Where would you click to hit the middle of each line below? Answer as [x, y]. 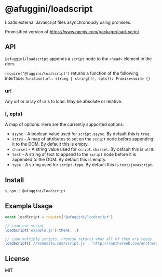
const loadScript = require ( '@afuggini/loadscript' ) [59, 217]
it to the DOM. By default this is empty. [50, 144]
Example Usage [29, 206]
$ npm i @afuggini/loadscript [35, 191]
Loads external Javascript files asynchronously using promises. [68, 22]
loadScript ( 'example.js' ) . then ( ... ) [42, 230]
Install [14, 180]
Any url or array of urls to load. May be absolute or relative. [64, 101]
